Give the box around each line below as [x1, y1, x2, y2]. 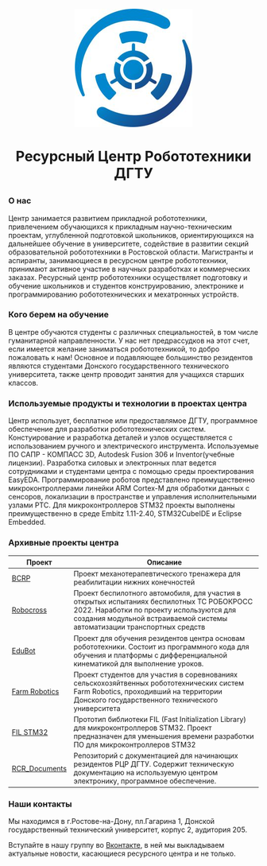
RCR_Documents [11, 763, 68, 773]
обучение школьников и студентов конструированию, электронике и [8, 281, 244, 290]
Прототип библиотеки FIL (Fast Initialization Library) [73, 715, 246, 724]
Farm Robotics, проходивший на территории [73, 686, 222, 696]
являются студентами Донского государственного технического [8, 361, 229, 371]
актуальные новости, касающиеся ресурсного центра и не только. [8, 849, 236, 859]
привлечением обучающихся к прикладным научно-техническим [8, 222, 233, 231]
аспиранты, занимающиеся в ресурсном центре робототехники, [8, 255, 229, 265]
